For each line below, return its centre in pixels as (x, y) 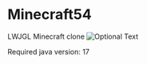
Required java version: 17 (48, 51)
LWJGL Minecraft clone (46, 36)
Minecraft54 (50, 15)
